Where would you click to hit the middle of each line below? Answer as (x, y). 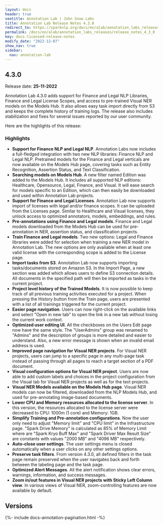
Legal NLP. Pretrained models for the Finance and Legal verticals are (81, 159)
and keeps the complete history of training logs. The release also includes (79, 111)
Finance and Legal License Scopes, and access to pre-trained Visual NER (78, 101)
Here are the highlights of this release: (43, 126)
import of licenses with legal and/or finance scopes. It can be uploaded (83, 206)
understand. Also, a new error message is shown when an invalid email (83, 340)
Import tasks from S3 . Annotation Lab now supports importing (74, 263)
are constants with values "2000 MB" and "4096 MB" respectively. (79, 439)
